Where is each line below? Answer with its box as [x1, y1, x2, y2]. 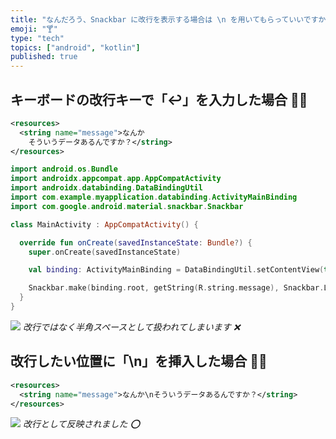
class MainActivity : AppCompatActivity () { [10, 219, 199, 230]
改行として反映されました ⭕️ [22, 418, 141, 430]
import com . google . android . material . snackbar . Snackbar [10, 201, 244, 211]
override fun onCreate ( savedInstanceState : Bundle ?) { [19, 237, 253, 248]
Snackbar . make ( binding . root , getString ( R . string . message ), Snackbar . [28, 283, 325, 293]
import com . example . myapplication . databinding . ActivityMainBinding [10, 192, 298, 203]
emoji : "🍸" [10, 24, 58, 34]
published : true [10, 52, 78, 62]
